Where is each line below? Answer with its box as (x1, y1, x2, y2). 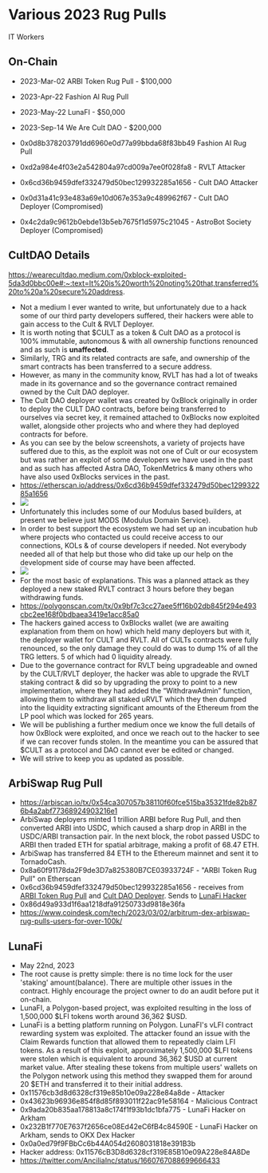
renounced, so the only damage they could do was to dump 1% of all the (19, 643, 258, 653)
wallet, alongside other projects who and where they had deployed (19, 421, 239, 430)
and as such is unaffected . (19, 345, 109, 354)
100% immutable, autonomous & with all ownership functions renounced (19, 336, 258, 346)
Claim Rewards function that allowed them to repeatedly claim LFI (19, 1037, 236, 1047)
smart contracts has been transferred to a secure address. (19, 361, 213, 371)
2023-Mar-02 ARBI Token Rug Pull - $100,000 (19, 76, 172, 85)
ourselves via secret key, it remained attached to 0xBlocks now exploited (19, 413, 260, 422)
